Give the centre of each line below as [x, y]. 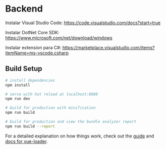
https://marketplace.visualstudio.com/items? [108, 47]
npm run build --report [30, 126]
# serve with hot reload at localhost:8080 [52, 94]
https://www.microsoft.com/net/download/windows [59, 38]
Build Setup [24, 69]
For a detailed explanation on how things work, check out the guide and [80, 136]
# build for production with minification [50, 108]
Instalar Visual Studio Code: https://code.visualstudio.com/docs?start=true [83, 23]
